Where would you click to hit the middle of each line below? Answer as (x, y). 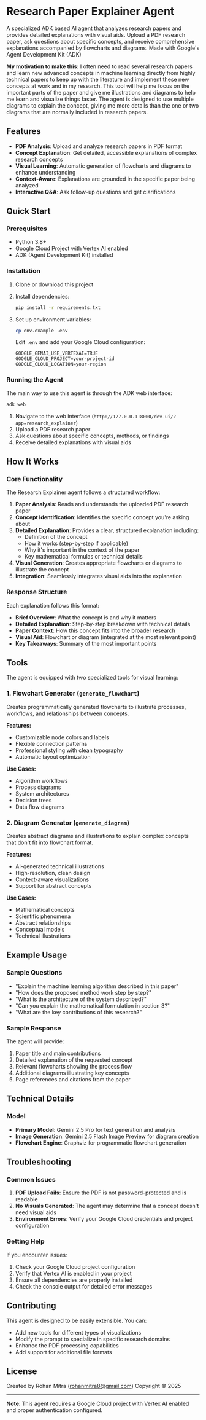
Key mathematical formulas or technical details (83, 557)
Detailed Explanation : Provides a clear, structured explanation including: (107, 530)
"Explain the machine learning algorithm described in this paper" (97, 986)
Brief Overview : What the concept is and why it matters (86, 617)
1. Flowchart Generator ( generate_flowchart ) (73, 694)
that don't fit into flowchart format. (50, 842)
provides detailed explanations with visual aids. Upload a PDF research (96, 34)
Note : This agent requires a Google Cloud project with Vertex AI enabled (98, 1404)
